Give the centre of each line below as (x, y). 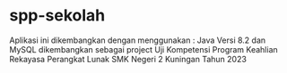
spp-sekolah (57, 16)
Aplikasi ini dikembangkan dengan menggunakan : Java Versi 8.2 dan (138, 40)
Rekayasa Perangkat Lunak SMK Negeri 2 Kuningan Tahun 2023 (128, 59)
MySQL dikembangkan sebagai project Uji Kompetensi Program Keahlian (143, 49)
